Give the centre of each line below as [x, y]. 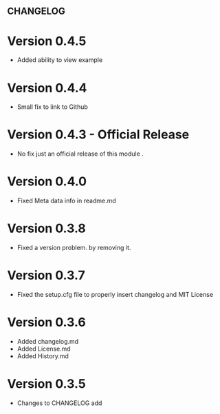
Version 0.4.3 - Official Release [98, 135]
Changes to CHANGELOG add [59, 403]
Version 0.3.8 [46, 228]
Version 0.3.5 [46, 384]
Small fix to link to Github [52, 107]
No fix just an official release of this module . [80, 154]
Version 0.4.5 [47, 41]
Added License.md [44, 349]
